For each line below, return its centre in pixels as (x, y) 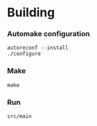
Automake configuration (48, 34)
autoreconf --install (38, 48)
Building (31, 13)
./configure (24, 54)
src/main (19, 116)
